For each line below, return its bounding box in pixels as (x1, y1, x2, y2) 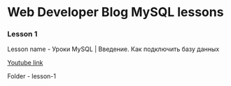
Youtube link (7, 59, 43, 67)
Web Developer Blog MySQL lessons (7, 4, 224, 20)
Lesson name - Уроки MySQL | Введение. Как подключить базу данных (7, 45, 220, 53)
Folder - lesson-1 (7, 72, 56, 80)
